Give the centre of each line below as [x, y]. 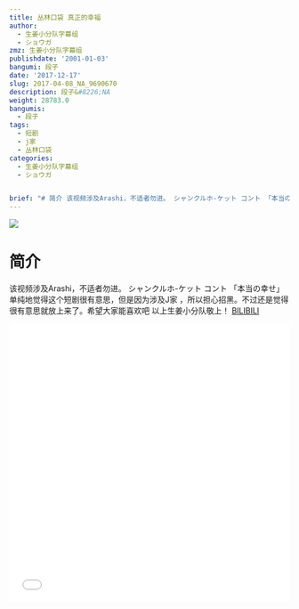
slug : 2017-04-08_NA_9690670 [63, 84]
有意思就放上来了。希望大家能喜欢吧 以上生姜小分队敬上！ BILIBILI [138, 311]
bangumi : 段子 [34, 68]
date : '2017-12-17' [45, 76]
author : [24, 26]
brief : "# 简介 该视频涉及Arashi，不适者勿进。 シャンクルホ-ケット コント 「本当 [147, 199]
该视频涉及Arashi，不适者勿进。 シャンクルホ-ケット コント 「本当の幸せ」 [147, 288]
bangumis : [28, 109]
